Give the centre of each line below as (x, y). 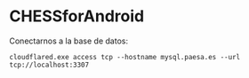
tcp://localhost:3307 (49, 65)
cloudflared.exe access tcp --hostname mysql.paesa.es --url (125, 57)
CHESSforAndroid (77, 16)
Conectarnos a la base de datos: (69, 41)
